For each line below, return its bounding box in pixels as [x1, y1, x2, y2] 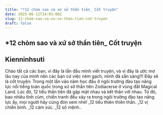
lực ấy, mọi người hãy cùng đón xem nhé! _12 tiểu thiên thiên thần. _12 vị [5, 99, 148, 105]
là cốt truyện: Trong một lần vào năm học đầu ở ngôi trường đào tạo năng [5, 78, 152, 84]
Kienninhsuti [5, 56, 45, 64]
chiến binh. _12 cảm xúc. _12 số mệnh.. [5, 104, 82, 110]
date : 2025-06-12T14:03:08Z [5, 12, 62, 17]
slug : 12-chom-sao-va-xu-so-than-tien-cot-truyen [5, 16, 108, 21]
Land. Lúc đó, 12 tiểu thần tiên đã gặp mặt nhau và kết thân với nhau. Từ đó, [5, 89, 157, 95]
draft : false [5, 20, 32, 26]
